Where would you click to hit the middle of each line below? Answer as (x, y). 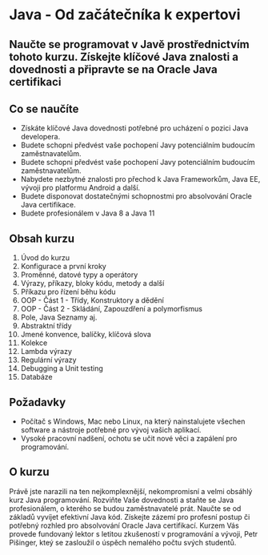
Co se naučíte (44, 109)
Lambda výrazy (46, 352)
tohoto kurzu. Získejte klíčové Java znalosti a (124, 56)
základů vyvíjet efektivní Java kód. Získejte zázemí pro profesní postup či (130, 517)
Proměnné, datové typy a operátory (79, 275)
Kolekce (34, 343)
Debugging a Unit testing (62, 368)
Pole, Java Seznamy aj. (59, 317)
